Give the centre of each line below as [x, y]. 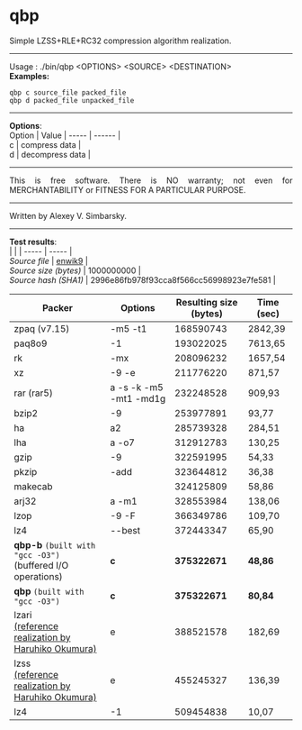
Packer [58, 307]
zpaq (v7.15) [42, 328]
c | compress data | [45, 144]
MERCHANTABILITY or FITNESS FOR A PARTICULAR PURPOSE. [128, 189]
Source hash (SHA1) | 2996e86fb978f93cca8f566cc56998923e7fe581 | [142, 279]
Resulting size [207, 302]
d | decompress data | [50, 154]
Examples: [29, 76]
